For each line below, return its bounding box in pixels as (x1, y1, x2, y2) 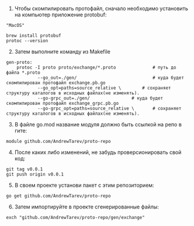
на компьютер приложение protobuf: (14, 11, 107, 18)
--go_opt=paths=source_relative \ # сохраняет (37, 85, 171, 91)
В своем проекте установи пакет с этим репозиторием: (14, 182, 154, 189)
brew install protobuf (6, 33, 61, 39)
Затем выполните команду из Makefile (14, 48, 111, 55)
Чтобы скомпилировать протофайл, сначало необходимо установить (14, 5, 188, 12)
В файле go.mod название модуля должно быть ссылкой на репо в (14, 121, 182, 128)
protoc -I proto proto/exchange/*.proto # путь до (16, 64, 176, 70)
